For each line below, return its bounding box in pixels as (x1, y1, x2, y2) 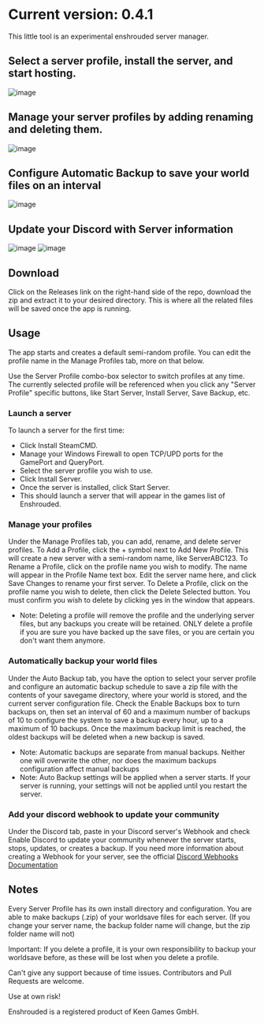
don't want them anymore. (19, 636, 106, 645)
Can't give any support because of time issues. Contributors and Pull (8, 967, 232, 978)
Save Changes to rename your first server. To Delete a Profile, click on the (8, 579, 248, 588)
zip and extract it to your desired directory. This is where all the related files (8, 295, 254, 305)
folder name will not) (8, 929, 75, 938)
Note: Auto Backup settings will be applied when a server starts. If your (19, 772, 251, 781)
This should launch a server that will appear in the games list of (19, 491, 226, 501)
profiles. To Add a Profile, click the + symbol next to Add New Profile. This (8, 545, 249, 555)
